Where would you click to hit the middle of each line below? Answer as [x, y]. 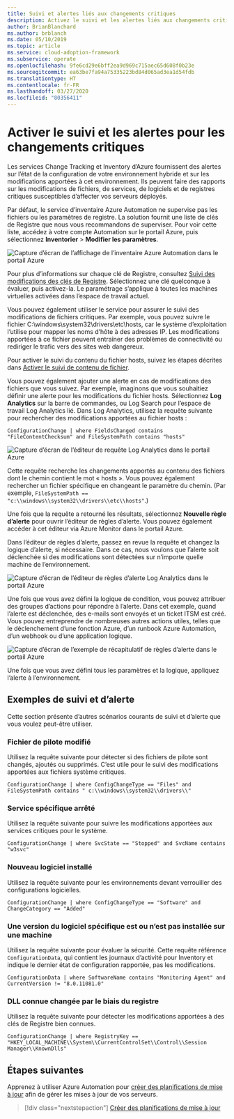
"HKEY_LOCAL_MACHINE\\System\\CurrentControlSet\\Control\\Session [107, 1043]
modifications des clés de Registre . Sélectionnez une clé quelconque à [109, 281]
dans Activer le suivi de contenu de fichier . [69, 367]
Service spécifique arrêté [51, 808]
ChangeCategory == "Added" [46, 908]
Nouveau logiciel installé [50, 867]
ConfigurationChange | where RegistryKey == [73, 1037]
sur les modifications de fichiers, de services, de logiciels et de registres [111, 188]
